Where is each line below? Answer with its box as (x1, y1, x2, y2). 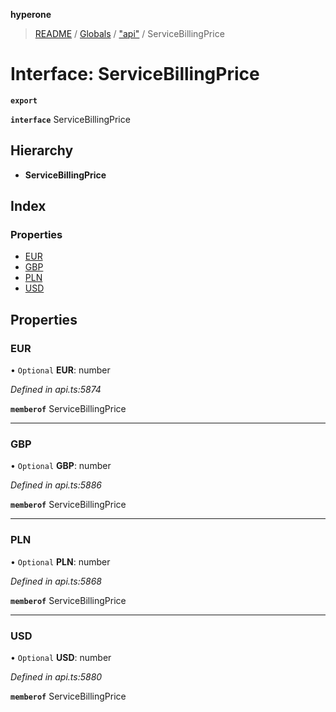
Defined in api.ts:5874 (10, 384, 102, 396)
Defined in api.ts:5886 (10, 479, 102, 491)
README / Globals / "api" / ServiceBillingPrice (34, 28, 225, 39)
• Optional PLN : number (10, 555, 111, 568)
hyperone (10, 9, 52, 20)
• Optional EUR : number (10, 364, 111, 376)
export (10, 95, 38, 106)
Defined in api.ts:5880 (10, 671, 103, 683)
